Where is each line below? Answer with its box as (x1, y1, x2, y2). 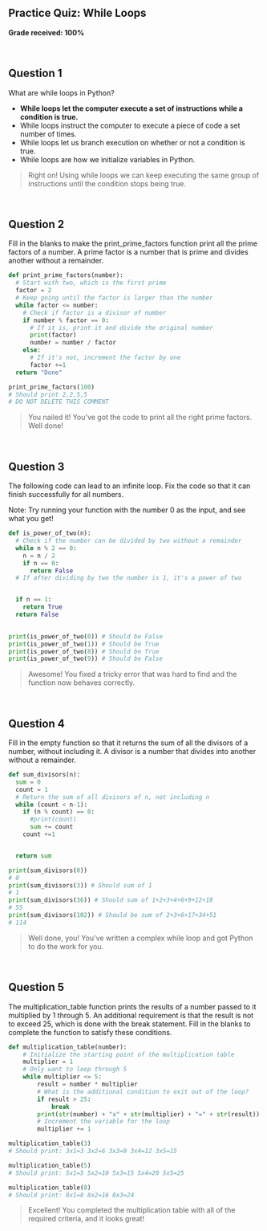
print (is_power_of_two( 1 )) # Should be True (8, 640, 160, 648)
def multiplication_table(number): (8, 1043, 127, 1051)
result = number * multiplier (37, 1080, 138, 1088)
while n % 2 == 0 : (15, 544, 78, 552)
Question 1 (8, 67, 63, 80)
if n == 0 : (22, 559, 59, 567)
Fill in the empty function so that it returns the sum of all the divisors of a (8, 738, 249, 748)
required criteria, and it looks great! (27, 1214, 145, 1224)
